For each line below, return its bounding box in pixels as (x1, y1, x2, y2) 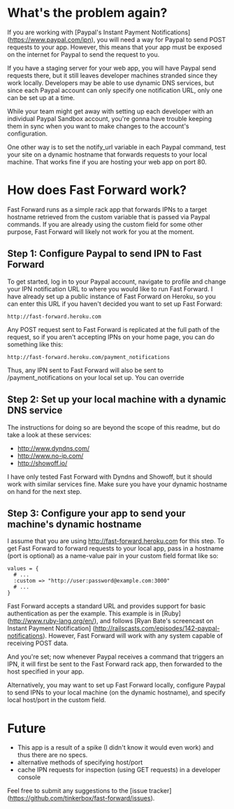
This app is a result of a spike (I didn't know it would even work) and (17, 743, 214, 752)
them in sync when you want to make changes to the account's (7, 122, 190, 130)
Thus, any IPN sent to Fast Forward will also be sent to (7, 365, 164, 374)
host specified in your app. (7, 667, 85, 676)
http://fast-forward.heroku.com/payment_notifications (7, 354, 170, 360)
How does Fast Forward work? (7, 182, 187, 198)
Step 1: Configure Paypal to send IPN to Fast (7, 248, 203, 260)
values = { (7, 565, 39, 572)
